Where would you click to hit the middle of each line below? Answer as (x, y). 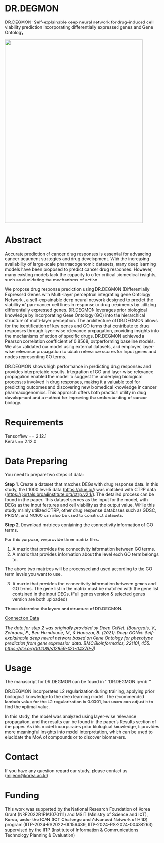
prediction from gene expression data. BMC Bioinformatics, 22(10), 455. (78, 643)
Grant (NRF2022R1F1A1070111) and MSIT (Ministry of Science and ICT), (77, 814)
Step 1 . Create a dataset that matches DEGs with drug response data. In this (82, 484)
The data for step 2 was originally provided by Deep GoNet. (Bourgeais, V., (81, 628)
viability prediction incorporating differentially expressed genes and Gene (79, 27)
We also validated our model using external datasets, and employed (73, 346)
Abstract (23, 240)
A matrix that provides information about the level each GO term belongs (85, 554)
